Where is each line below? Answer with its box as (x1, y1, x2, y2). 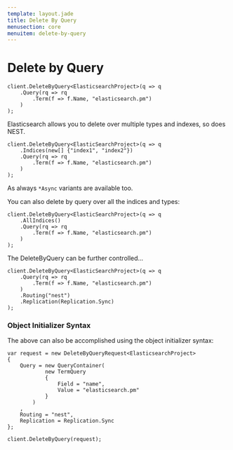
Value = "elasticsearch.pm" (57, 387, 140, 394)
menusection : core (7, 23, 61, 30)
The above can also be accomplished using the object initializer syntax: (7, 336, 214, 345)
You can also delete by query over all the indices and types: (7, 198, 180, 206)
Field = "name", (57, 381, 105, 388)
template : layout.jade (7, 10, 74, 18)
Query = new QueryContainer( (20, 362, 105, 369)
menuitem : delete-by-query (7, 29, 86, 37)
